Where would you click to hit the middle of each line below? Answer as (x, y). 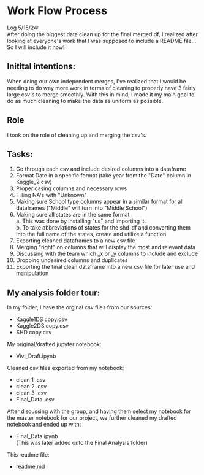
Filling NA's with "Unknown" (51, 195)
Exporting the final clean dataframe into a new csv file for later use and (105, 267)
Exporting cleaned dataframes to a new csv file (75, 241)
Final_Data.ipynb (37, 436)
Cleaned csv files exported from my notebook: (66, 368)
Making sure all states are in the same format (73, 215)
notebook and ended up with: (44, 425)
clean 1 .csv (31, 380)
